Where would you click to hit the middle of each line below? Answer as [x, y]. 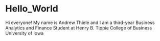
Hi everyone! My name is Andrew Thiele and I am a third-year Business [80, 22]
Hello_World [32, 9]
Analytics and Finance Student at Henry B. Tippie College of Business [79, 27]
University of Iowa [25, 33]
